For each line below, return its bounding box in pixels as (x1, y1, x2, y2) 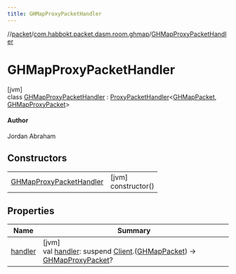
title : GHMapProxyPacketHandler (7, 10, 102, 18)
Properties (7, 205, 55, 217)
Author (7, 116, 29, 125)
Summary (117, 226, 151, 236)
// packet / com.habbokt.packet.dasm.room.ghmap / (7, 30, 152, 38)
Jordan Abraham (7, 132, 56, 140)
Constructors (7, 152, 67, 164)
